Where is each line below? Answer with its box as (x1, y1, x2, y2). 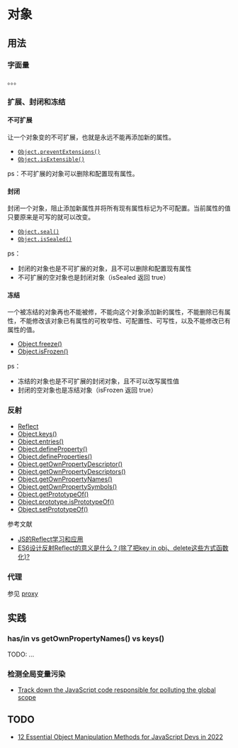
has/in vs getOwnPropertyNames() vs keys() (7, 634, 165, 644)
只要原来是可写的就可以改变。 (7, 213, 94, 221)
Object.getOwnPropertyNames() (17, 475, 113, 483)
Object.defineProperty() (17, 444, 88, 453)
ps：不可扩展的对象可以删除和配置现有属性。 (7, 170, 139, 177)
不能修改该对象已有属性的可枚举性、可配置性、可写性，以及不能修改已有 (19, 317, 231, 325)
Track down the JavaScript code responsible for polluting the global (17, 686, 216, 694)
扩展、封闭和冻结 (7, 97, 66, 106)
